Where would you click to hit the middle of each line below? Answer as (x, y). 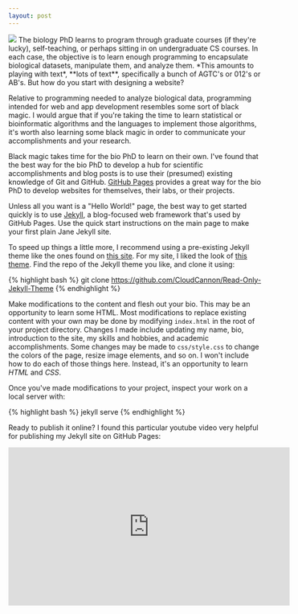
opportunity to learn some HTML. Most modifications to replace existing (127, 312)
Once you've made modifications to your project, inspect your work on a (128, 387)
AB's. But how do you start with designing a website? (96, 82)
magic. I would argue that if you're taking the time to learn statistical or (125, 115)
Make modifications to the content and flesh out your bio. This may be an (129, 304)
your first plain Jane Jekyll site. (60, 231)
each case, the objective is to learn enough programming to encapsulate (129, 56)
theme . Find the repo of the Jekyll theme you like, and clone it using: (122, 264)
